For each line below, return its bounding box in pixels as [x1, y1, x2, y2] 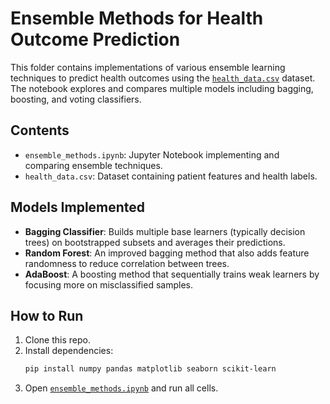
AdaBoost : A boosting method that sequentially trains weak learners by [24, 268, 320, 280]
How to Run [10, 307, 84, 324]
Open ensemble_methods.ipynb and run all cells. [24, 382, 219, 394]
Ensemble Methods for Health [10, 7, 264, 30]
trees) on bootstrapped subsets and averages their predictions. [24, 236, 286, 248]
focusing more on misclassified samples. [24, 278, 193, 291]
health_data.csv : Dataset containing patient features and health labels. [24, 170, 318, 182]
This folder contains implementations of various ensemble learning [10, 61, 286, 73]
